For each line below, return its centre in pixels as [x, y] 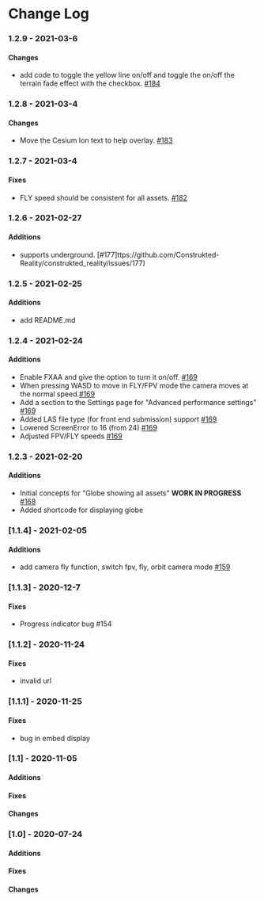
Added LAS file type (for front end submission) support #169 [118, 419]
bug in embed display [55, 738]
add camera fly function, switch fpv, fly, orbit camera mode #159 [125, 567]
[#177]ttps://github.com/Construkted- [158, 254]
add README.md [47, 320]
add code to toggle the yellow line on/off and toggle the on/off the [127, 75]
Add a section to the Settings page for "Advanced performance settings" [138, 402]
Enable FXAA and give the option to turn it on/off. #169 [108, 376]
